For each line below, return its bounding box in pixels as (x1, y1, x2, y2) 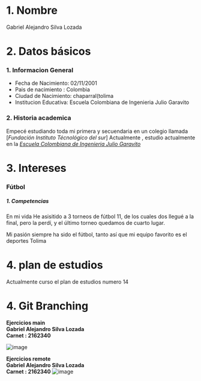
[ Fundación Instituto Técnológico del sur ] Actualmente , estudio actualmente (6, 133, 196, 141)
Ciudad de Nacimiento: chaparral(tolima (14, 93, 114, 100)
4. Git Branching (6, 299, 89, 312)
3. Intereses (6, 161, 67, 175)
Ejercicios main (6, 319, 46, 326)
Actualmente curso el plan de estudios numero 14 (6, 278, 129, 285)
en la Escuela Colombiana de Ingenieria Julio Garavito (6, 140, 141, 147)
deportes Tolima (6, 237, 47, 244)
